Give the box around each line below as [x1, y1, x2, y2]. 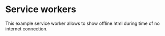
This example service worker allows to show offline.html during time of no [5, 20, 160, 26]
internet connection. [5, 25, 48, 31]
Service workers [5, 4, 76, 15]
